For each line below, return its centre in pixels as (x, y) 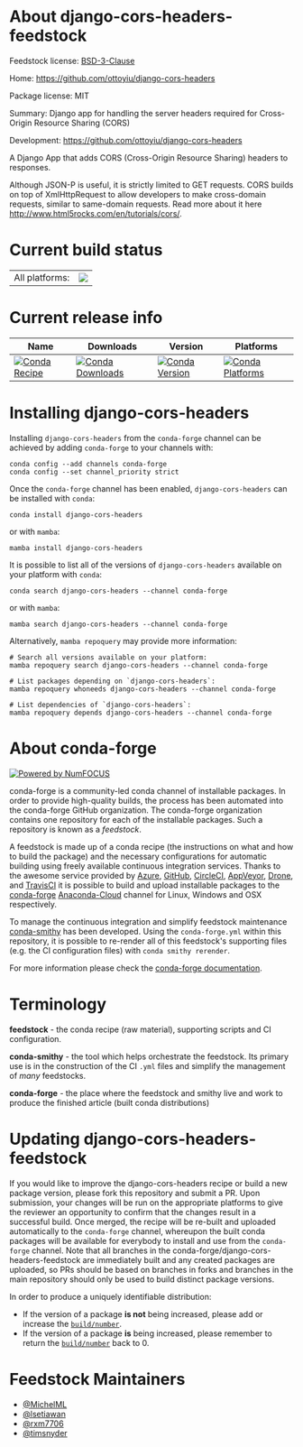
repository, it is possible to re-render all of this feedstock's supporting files (148, 941)
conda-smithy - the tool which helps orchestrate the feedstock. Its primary (149, 1056)
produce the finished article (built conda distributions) (110, 1102)
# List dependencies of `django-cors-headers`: (101, 705)
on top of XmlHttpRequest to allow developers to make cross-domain (138, 194)
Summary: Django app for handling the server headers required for (133, 113)
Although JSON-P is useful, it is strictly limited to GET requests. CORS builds (151, 184)
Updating (45, 1139)
